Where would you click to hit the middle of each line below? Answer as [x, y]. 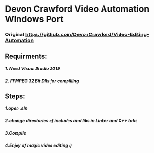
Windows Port [34, 19]
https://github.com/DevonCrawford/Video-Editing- [87, 34]
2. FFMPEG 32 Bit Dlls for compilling [42, 81]
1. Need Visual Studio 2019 [33, 68]
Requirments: [26, 56]
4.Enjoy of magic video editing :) [39, 145]
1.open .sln [16, 108]
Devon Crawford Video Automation [77, 9]
